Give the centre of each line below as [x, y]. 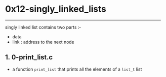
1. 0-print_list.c [29, 57]
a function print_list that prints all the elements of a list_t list [77, 69]
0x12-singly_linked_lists [56, 9]
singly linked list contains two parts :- [43, 27]
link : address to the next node [43, 42]
